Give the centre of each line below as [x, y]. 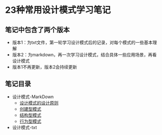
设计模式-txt [25, 127]
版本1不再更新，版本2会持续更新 [45, 67]
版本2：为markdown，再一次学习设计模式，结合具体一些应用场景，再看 [84, 55]
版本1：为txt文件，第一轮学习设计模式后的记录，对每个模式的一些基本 [82, 42]
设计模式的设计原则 [39, 103]
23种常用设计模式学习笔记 [58, 10]
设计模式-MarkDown [33, 97]
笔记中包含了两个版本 [37, 30]
